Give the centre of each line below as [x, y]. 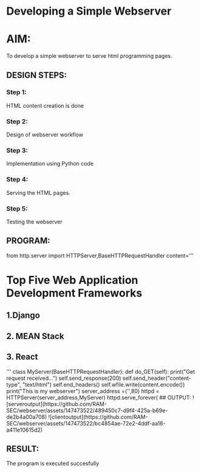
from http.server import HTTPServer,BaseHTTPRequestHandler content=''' [100, 255]
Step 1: [16, 93]
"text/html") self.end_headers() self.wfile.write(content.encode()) [104, 384]
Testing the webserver [34, 222]
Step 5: [17, 208]
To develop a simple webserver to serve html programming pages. [89, 56]
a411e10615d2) [25, 430]
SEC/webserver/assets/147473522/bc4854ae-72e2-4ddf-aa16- [86, 423]
